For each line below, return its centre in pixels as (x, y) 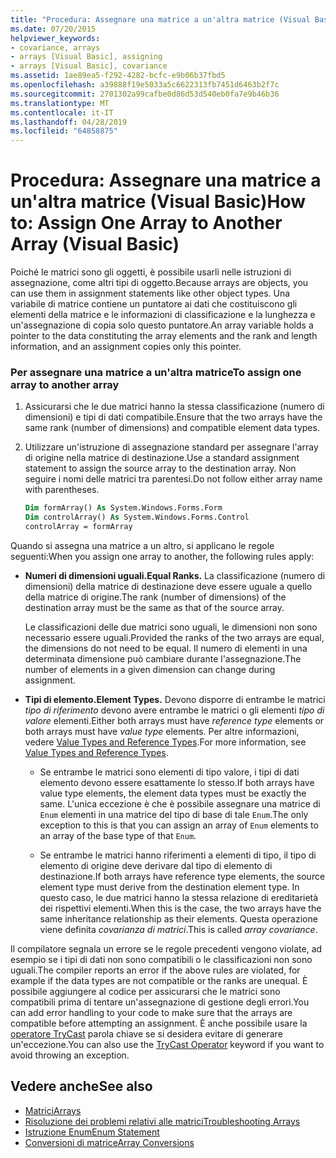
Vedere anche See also (81, 1086)
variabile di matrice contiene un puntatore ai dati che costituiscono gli (154, 304)
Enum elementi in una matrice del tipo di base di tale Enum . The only (174, 814)
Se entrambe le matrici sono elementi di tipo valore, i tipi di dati (169, 772)
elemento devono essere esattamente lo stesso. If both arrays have (177, 782)
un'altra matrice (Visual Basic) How (158, 202)
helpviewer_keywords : (55, 38)
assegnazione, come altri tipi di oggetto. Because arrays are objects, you (159, 283)
